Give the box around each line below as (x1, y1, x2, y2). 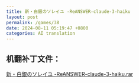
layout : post (6, 14, 38, 20)
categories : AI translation (6, 31, 76, 36)
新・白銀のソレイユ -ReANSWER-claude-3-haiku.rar (6, 70, 133, 77)
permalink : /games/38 (6, 19, 60, 25)
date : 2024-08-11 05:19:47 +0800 (6, 25, 89, 31)
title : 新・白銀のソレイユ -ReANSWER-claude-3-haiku (6, 8, 131, 15)
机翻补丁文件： (6, 54, 61, 64)
